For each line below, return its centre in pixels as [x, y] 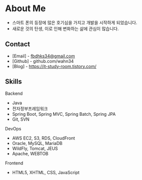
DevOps [13, 128]
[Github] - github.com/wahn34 [43, 61]
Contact [18, 44]
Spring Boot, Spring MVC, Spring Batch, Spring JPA [64, 114]
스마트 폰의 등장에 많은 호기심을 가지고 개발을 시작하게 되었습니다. [75, 22]
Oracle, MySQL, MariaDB [37, 143]
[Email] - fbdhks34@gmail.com [43, 56]
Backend [14, 93]
